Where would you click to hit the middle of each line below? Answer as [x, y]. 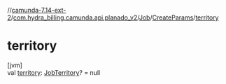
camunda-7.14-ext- [39, 10]
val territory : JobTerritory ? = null [54, 72]
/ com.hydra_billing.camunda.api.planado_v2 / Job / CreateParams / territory [115, 17]
